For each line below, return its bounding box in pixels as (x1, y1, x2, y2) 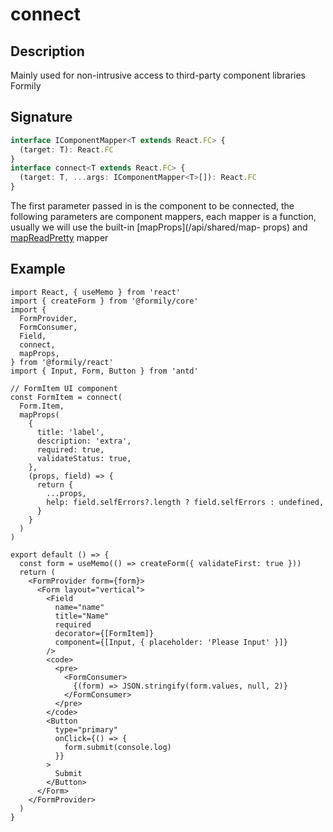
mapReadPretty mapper (10, 232, 109, 244)
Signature (10, 109, 73, 126)
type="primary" (54, 724, 118, 735)
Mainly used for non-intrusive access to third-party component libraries (10, 69, 307, 81)
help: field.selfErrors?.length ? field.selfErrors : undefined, (46, 497, 325, 507)
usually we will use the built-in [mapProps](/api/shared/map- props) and (10, 221, 308, 233)
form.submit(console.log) (63, 742, 172, 752)
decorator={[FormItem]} (54, 628, 155, 638)
